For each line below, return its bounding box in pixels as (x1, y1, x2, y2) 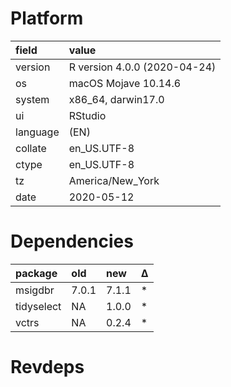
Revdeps (10, 356, 85, 379)
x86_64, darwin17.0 (68, 92, 165, 106)
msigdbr (15, 283, 55, 297)
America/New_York (68, 173, 160, 187)
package (15, 266, 58, 280)
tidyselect (15, 299, 62, 313)
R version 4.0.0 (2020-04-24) (68, 60, 217, 74)
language (15, 125, 60, 139)
